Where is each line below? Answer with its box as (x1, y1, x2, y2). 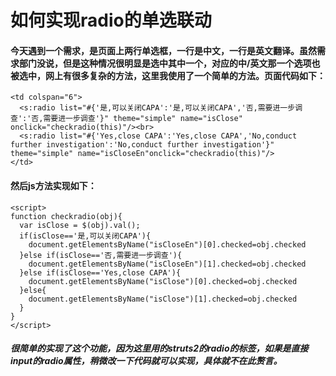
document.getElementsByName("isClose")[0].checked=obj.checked (28, 276, 298, 286)
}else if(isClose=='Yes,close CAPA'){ (19, 267, 182, 278)
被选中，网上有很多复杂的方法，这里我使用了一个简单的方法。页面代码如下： (10, 69, 326, 81)
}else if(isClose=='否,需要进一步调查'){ (19, 250, 183, 260)
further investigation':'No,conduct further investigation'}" (10, 140, 275, 150)
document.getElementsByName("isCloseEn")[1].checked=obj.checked (28, 259, 307, 269)
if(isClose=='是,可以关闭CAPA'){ (19, 231, 152, 241)
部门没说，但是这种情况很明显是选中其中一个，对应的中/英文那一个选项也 (18, 57, 321, 69)
